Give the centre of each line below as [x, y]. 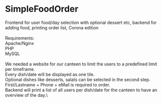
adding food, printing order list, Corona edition [52, 27]
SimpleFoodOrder [42, 9]
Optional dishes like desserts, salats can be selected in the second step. [78, 80]
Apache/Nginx [20, 43]
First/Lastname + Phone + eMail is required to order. [58, 84]
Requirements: [20, 38]
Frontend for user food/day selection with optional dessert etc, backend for [81, 22]
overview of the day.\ [26, 95]
